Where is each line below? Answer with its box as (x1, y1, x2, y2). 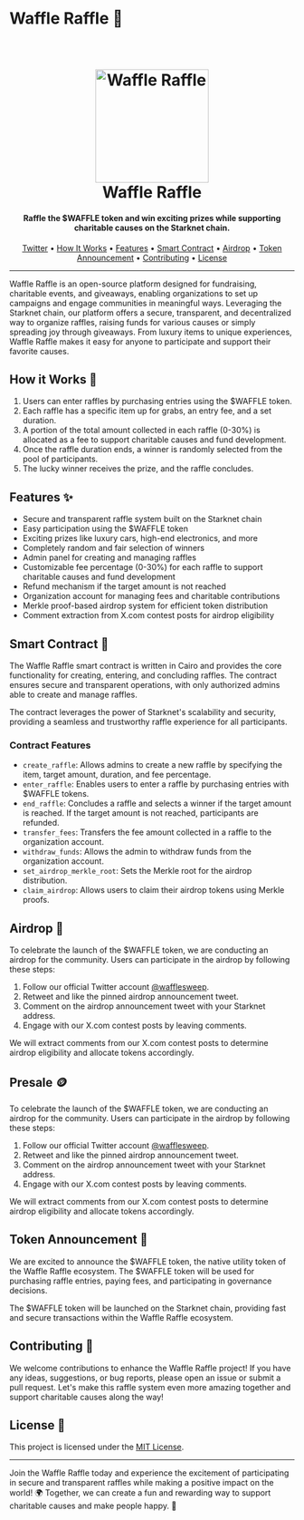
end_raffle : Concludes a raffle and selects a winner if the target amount (22, 798, 292, 809)
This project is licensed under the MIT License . (9, 1441, 185, 1453)
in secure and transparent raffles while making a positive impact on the (9, 1477, 274, 1488)
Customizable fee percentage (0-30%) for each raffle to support (22, 562, 264, 573)
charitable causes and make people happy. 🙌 (9, 1500, 177, 1512)
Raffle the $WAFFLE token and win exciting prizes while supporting (23, 212, 281, 223)
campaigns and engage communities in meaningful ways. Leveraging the (9, 297, 282, 308)
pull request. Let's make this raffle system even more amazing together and (9, 1381, 291, 1392)
